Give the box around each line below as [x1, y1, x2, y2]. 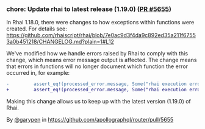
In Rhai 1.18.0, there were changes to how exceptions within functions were [6, 19, 195, 26]
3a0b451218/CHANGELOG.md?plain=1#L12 [6, 38, 115, 46]
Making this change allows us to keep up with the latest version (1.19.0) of [6, 98, 191, 105]
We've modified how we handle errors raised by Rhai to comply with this [6, 50, 188, 57]
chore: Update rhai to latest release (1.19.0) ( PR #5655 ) [6, 5, 172, 13]
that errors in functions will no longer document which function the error [6, 63, 188, 70]
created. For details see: [6, 25, 67, 32]
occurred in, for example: [6, 69, 70, 77]
